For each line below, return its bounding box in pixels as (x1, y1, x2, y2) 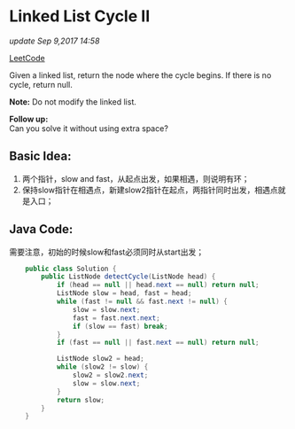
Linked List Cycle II (9, 6, 151, 27)
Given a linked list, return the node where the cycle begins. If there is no (9, 69, 272, 81)
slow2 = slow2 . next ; (72, 370, 149, 380)
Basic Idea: (9, 149, 72, 164)
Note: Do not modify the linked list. (9, 96, 137, 107)
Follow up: (9, 113, 49, 124)
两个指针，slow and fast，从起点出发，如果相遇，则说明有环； (21, 173, 250, 183)
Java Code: (9, 222, 74, 237)
